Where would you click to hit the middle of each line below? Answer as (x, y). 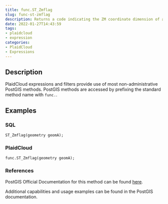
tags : (11, 29)
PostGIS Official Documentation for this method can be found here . (74, 181)
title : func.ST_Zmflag (29, 10)
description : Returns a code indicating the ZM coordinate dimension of (82, 19)
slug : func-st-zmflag (28, 15)
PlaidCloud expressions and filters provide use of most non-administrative (81, 84)
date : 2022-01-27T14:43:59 (33, 24)
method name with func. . (31, 95)
